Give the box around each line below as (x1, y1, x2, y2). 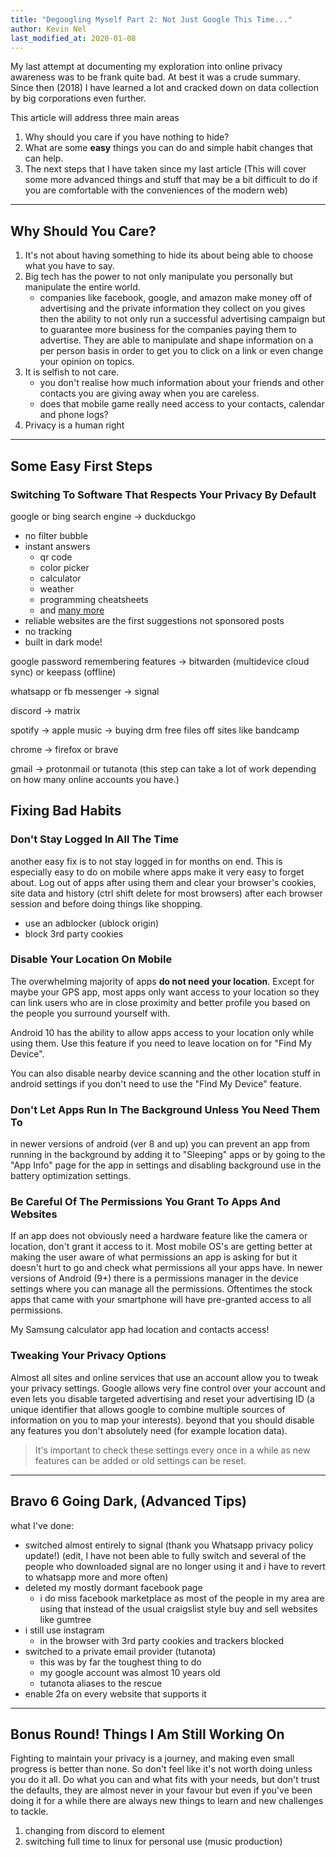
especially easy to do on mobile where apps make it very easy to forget (10, 866, 305, 878)
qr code (39, 551, 73, 563)
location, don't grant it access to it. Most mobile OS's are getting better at (10, 1241, 313, 1253)
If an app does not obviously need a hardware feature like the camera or (10, 1230, 308, 1242)
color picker (39, 561, 90, 573)
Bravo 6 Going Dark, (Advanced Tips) (10, 1493, 247, 1510)
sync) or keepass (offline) (10, 666, 117, 678)
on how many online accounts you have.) (10, 773, 180, 785)
